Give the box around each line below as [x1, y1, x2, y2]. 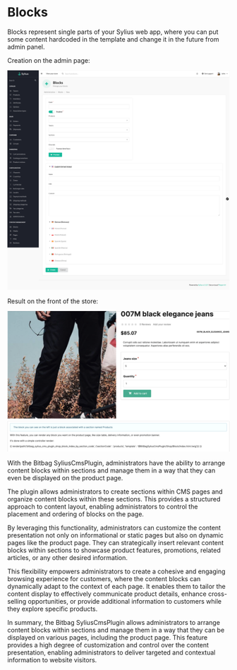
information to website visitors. [7, 656, 97, 664]
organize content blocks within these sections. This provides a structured [7, 495, 221, 504]
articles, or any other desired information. [7, 554, 128, 562]
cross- [207, 590, 228, 598]
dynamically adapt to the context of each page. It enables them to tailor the [7, 583, 226, 591]
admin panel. [7, 42, 45, 51]
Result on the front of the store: [7, 297, 99, 305]
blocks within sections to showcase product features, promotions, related [7, 546, 221, 554]
